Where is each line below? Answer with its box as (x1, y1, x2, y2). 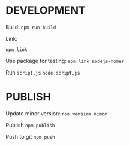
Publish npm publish (5, 121, 55, 129)
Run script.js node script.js (5, 68, 80, 76)
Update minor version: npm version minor (5, 109, 108, 117)
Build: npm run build (5, 23, 56, 31)
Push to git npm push (5, 133, 55, 140)
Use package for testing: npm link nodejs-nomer (5, 57, 125, 64)
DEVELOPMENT (5, 4, 86, 17)
